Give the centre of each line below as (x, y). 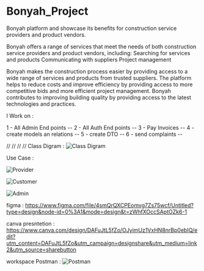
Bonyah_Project (47, 11)
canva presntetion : (31, 223)
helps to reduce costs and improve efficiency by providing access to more (100, 84)
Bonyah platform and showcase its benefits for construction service (92, 28)
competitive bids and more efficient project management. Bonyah (89, 91)
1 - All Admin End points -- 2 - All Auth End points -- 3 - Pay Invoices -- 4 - (100, 127)
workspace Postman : (34, 261)
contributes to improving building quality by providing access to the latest (99, 97)
